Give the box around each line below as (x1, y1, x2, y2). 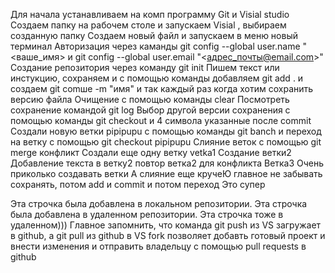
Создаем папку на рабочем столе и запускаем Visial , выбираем (10, 19, 287, 31)
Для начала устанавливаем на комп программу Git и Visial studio (10, 9, 290, 20)
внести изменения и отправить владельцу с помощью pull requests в (10, 240, 307, 252)
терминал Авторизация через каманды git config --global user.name (10, 40, 301, 52)
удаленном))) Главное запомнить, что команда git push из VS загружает (10, 219, 322, 231)
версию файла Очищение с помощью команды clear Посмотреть (10, 94, 290, 105)
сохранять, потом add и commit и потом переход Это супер (10, 179, 266, 190)
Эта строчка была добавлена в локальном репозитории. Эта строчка (10, 198, 308, 209)
